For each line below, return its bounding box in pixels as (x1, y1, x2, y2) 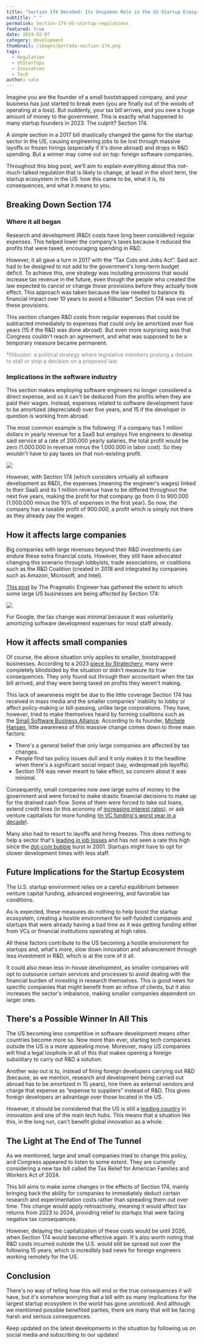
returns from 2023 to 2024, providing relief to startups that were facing (6, 1209, 185, 1216)
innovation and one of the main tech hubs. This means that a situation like (6, 1111, 191, 1119)
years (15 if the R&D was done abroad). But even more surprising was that (6, 326, 191, 334)
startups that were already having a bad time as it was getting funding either (6, 920, 197, 928)
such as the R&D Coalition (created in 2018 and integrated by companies (6, 565, 188, 572)
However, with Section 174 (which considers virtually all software (6, 473, 169, 481)
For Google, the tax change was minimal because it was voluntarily (6, 613, 174, 620)
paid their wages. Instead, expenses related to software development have (6, 399, 193, 407)
